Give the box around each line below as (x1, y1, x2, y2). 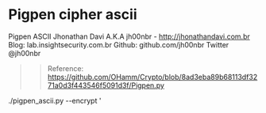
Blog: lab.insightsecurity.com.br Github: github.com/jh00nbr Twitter (8, 40, 229, 49)
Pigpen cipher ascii (8, 6, 137, 24)
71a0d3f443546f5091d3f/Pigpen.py (47, 81, 165, 90)
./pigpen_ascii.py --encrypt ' (8, 96, 102, 105)
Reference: (47, 63, 84, 73)
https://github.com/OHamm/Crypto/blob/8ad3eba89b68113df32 (47, 72, 258, 81)
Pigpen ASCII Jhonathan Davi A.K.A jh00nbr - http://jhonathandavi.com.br (8, 32, 250, 41)
